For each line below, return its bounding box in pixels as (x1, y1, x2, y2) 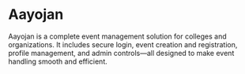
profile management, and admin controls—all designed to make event (8, 48, 235, 57)
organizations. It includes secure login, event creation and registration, (8, 39, 238, 49)
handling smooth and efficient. (8, 57, 108, 66)
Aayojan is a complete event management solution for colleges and (8, 31, 227, 41)
